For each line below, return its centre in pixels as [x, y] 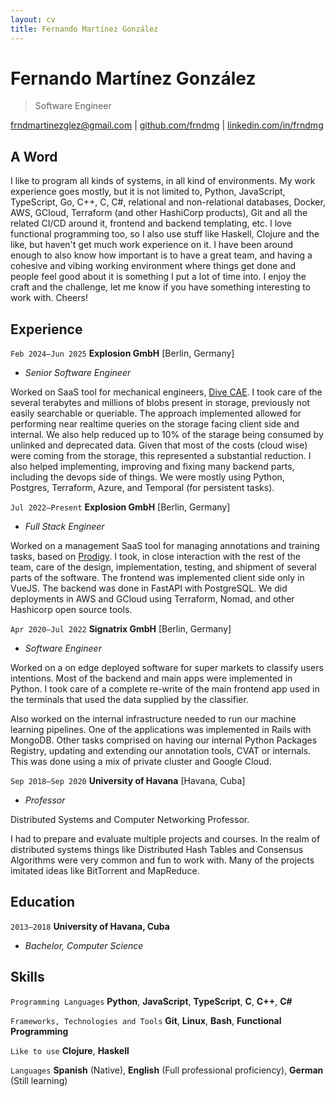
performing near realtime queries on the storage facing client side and [155, 424]
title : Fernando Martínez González [84, 29]
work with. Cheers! [49, 298]
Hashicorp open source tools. [71, 610]
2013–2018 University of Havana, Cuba [90, 926]
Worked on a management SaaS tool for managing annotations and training [165, 546]
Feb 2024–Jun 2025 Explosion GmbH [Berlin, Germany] [122, 353]
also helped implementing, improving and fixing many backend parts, [152, 467]
